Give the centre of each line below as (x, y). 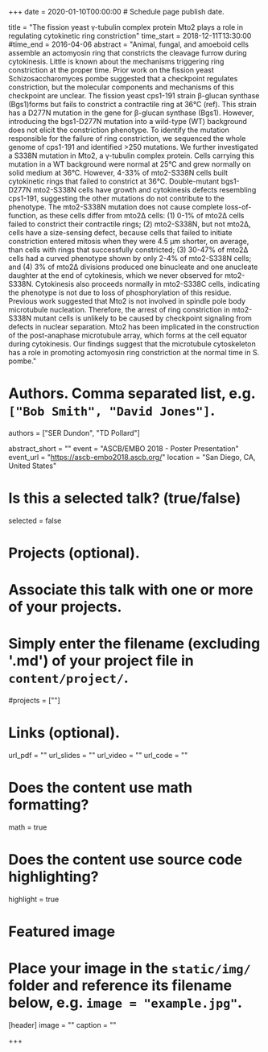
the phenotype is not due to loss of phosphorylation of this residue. (120, 292)
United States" (33, 466)
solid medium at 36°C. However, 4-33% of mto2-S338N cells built (118, 173)
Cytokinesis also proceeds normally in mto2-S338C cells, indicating (147, 284)
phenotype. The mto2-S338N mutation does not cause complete (116, 207)
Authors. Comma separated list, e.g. (132, 393)
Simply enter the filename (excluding (134, 644)
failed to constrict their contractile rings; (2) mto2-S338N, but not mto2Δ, (130, 224)
